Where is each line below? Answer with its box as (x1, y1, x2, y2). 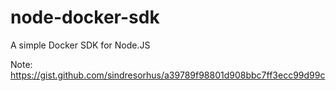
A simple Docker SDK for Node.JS (10, 39, 151, 51)
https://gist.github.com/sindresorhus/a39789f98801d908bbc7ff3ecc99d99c (10, 69, 326, 81)
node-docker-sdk (10, 6, 160, 29)
